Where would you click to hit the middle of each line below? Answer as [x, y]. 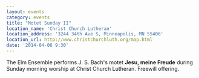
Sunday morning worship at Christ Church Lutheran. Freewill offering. [93, 68]
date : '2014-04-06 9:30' [38, 46]
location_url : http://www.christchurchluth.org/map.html [80, 40]
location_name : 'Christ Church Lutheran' [59, 28]
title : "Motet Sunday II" [39, 23]
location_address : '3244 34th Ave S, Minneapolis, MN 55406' [85, 34]
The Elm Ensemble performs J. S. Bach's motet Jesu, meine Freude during [100, 62]
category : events [28, 17]
